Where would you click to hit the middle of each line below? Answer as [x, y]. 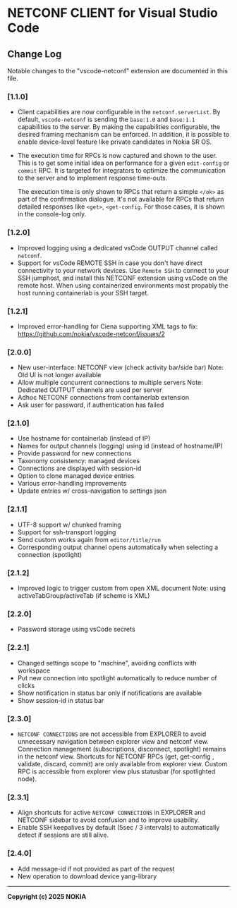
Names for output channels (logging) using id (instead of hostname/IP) [120, 446]
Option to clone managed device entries [76, 476]
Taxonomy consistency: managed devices [78, 461]
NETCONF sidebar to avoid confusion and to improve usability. [108, 820]
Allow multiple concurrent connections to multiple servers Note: [110, 383]
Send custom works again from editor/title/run [89, 539]
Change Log [35, 54]
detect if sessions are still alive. [63, 835]
